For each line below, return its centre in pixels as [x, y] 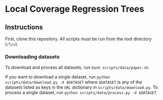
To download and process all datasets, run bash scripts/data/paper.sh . [77, 68]
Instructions [24, 27]
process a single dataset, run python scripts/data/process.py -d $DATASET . [81, 93]
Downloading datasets [32, 56]
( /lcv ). [12, 44]
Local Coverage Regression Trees [75, 9]
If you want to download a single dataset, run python [58, 77]
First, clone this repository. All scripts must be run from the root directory [79, 39]
